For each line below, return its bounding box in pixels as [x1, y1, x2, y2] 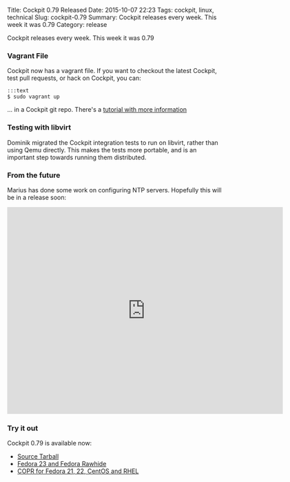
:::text [7, 88, 30, 94]
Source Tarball [17, 452, 59, 461]
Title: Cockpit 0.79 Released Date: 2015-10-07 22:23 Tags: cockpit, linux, [7, 6, 214, 14]
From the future [7, 170, 61, 180]
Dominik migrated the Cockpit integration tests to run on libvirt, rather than [7, 138, 218, 147]
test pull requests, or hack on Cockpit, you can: [7, 74, 141, 82]
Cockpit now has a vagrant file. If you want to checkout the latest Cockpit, [7, 67, 217, 75]
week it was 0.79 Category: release [7, 21, 107, 28]
